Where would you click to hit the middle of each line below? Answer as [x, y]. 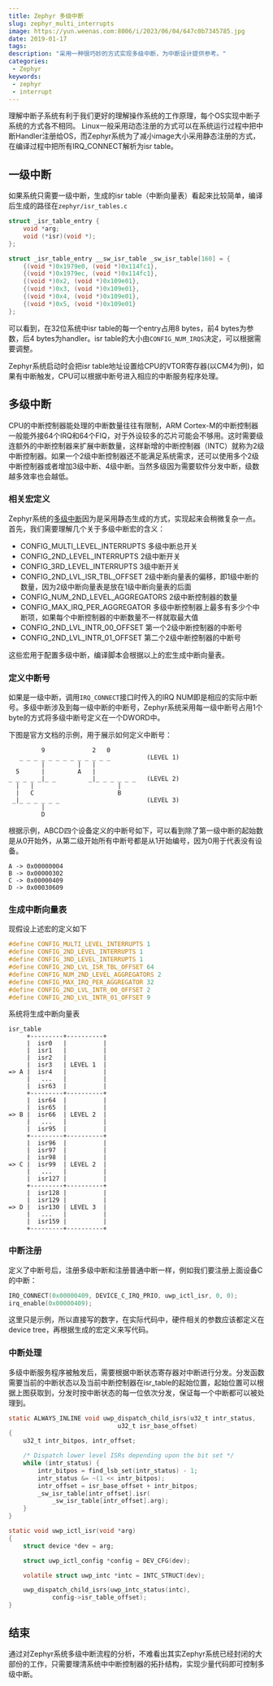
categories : [28, 62]
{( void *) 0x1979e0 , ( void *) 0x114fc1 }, [91, 266]
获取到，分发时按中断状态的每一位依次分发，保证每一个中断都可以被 [143, 1392]
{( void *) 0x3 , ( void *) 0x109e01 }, [81, 289]
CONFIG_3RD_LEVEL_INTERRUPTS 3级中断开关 [100, 566]
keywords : [25, 77]
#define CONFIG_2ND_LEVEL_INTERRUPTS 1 [76, 952]
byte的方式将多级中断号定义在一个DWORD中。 [87, 718]
